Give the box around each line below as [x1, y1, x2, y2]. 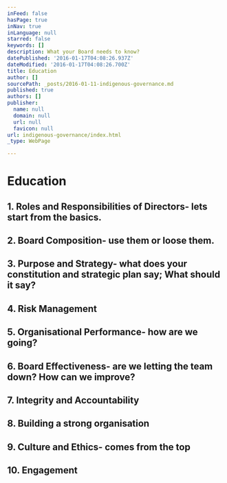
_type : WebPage [7, 138, 51, 145]
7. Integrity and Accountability [7, 394, 140, 406]
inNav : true [7, 23, 41, 30]
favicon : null [13, 125, 54, 132]
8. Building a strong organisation [7, 418, 150, 429]
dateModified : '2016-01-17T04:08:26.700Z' [7, 61, 131, 68]
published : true [7, 87, 54, 93]
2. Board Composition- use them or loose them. [7, 235, 215, 247]
